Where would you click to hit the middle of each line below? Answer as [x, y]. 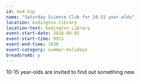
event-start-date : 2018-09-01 [43, 33]
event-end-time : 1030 [32, 45]
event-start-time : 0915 [35, 39]
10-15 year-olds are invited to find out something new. [71, 72]
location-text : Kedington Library [48, 28]
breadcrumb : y [23, 55]
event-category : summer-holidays [47, 50]
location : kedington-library [42, 22]
